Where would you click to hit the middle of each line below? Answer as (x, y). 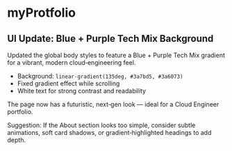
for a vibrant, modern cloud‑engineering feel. (72, 63)
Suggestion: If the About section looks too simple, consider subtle (101, 125)
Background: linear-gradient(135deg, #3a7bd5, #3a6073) (100, 76)
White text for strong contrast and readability (82, 91)
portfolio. (20, 112)
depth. (17, 140)
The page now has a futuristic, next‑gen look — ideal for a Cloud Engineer (113, 104)
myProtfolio (42, 13)
